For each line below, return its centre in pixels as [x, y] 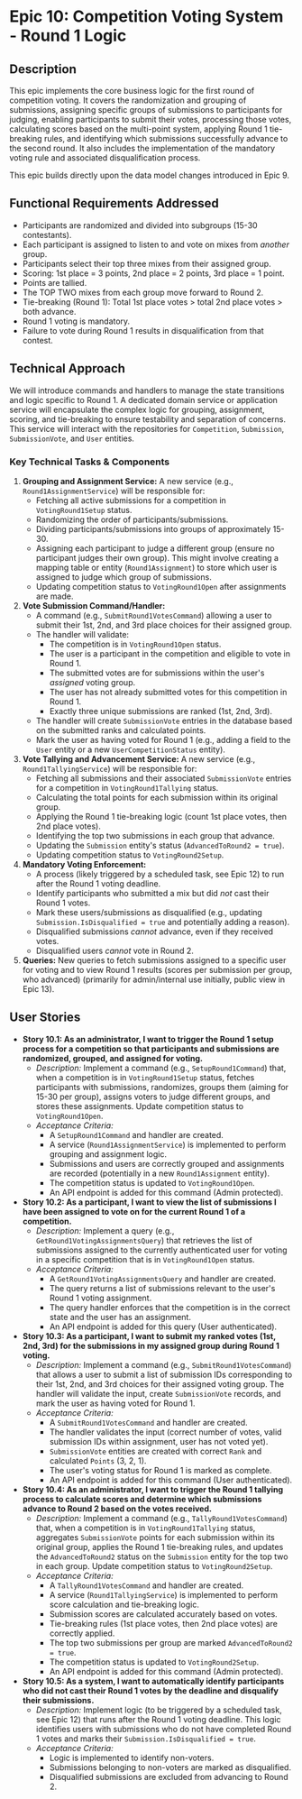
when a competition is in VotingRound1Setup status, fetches [145, 1077]
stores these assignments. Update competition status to [140, 1106]
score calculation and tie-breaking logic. [124, 1604]
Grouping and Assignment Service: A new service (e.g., [128, 481]
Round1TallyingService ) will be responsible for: [110, 768]
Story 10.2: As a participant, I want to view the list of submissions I [149, 1202]
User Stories [45, 1018]
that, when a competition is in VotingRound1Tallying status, [146, 1528]
